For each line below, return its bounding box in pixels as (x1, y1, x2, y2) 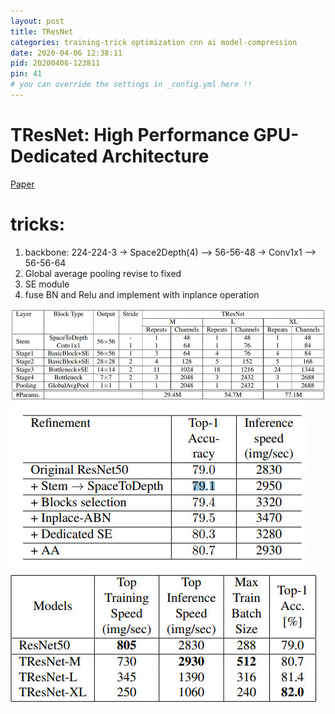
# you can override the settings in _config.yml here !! (10, 80, 253, 90)
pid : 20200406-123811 (10, 58, 101, 69)
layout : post (10, 16, 65, 26)
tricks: (10, 213, 66, 235)
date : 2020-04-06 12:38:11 (10, 48, 123, 58)
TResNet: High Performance (10, 124, 250, 147)
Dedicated (10, 145, 98, 168)
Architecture (101, 145, 210, 168)
